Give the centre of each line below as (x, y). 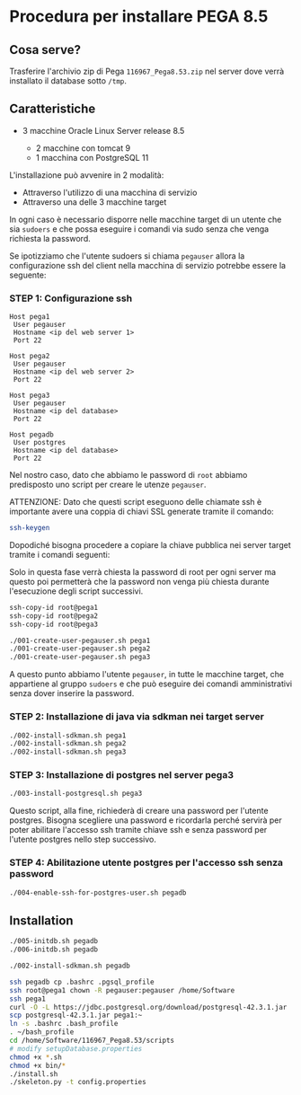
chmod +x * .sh (36, 1057)
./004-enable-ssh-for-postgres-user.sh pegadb (98, 892)
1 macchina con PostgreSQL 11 (92, 157)
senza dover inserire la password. (72, 693)
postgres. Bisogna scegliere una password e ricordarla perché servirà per (146, 820)
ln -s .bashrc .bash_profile (64, 1024)
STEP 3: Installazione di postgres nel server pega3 (121, 775)
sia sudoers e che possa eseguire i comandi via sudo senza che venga (139, 229)
